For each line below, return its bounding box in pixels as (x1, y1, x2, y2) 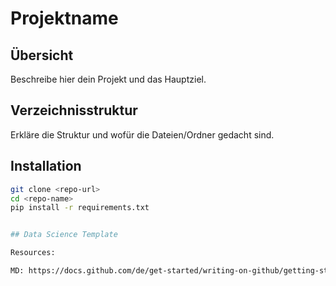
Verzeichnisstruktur (10, 102, 138, 119)
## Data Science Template (10, 230, 118, 240)
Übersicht (10, 47, 74, 64)
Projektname (10, 7, 119, 30)
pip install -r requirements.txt (10, 203, 150, 213)
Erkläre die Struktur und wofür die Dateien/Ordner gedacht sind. (10, 128, 275, 141)
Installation (10, 158, 82, 175)
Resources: (10, 248, 56, 258)
